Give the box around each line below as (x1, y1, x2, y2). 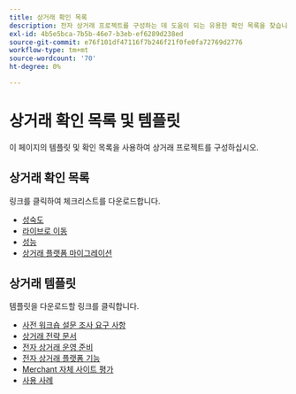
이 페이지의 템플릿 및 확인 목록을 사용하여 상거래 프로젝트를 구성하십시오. (9, 142, 259, 152)
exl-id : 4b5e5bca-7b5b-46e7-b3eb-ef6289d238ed (9, 29, 184, 38)
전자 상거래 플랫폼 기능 (21, 353, 101, 364)
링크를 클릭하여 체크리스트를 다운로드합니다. (9, 196, 161, 206)
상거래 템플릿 (9, 276, 77, 291)
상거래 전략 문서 (21, 331, 77, 342)
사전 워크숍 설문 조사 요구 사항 (21, 320, 126, 330)
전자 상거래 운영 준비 (21, 342, 94, 352)
